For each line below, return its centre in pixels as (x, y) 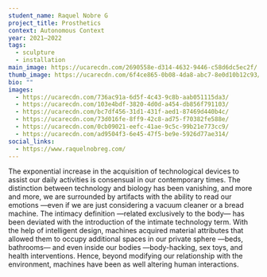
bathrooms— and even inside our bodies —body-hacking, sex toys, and (126, 248)
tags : (17, 45)
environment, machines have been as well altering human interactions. (124, 264)
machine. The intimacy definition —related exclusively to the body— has (126, 214)
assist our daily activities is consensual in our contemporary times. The (124, 180)
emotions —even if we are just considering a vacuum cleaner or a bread (126, 205)
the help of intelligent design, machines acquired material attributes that (126, 231)
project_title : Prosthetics (55, 23)
